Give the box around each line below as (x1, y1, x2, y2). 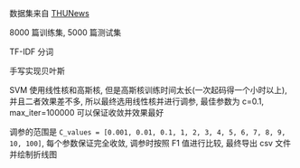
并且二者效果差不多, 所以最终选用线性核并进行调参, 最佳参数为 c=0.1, (9, 96, 265, 107)
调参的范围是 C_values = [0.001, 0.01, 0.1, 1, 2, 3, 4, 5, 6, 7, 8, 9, (9, 126, 286, 137)
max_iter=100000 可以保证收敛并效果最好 (9, 107, 164, 117)
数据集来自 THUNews (9, 8, 90, 18)
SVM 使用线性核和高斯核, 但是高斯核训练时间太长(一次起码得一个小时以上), (9, 85, 287, 95)
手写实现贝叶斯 (9, 66, 65, 76)
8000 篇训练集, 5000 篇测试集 (9, 27, 122, 38)
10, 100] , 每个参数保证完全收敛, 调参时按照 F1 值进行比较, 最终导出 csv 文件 (9, 138, 292, 148)
